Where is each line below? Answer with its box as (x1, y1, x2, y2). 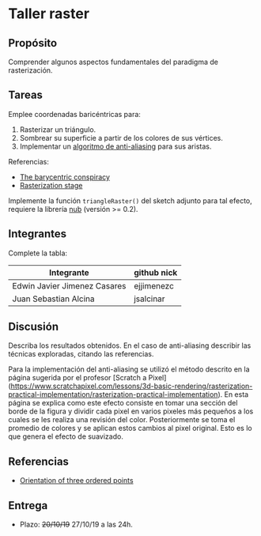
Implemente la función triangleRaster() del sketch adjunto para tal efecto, (8, 195, 253, 206)
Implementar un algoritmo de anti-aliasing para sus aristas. (19, 142, 212, 151)
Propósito (8, 36, 58, 50)
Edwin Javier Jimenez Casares (12, 280, 127, 291)
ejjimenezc (134, 280, 174, 291)
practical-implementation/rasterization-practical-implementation (8, 390, 218, 399)
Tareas (8, 89, 43, 102)
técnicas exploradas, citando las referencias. (8, 349, 154, 359)
